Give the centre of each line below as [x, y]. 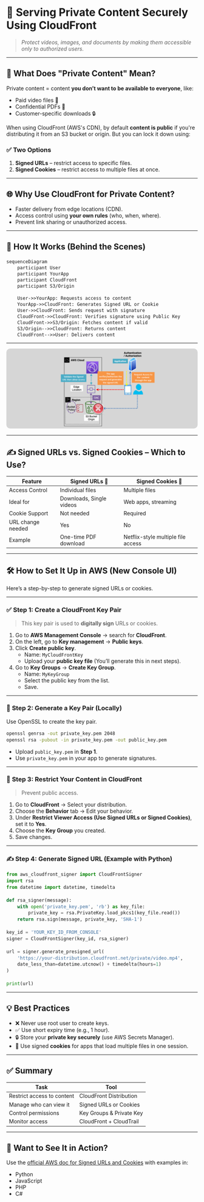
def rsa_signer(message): [39, 900]
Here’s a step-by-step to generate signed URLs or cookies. [80, 589]
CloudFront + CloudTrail [109, 1122]
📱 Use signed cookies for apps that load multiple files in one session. [102, 1046]
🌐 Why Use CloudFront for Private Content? [90, 194]
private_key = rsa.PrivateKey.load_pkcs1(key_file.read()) [104, 913]
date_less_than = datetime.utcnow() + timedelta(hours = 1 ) [90, 964]
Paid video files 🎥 [37, 100]
